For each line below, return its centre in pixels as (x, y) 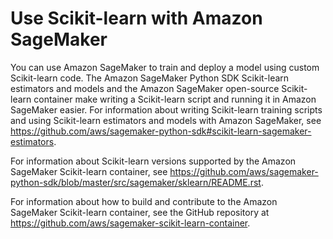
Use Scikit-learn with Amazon (136, 18)
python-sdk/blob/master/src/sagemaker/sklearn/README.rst (136, 182)
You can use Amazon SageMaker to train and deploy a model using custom (165, 67)
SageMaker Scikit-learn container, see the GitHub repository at (140, 212)
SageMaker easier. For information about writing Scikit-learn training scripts (166, 109)
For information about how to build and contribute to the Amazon (144, 201)
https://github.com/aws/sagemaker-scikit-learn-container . (130, 223)
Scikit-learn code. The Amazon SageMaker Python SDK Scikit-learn (150, 78)
